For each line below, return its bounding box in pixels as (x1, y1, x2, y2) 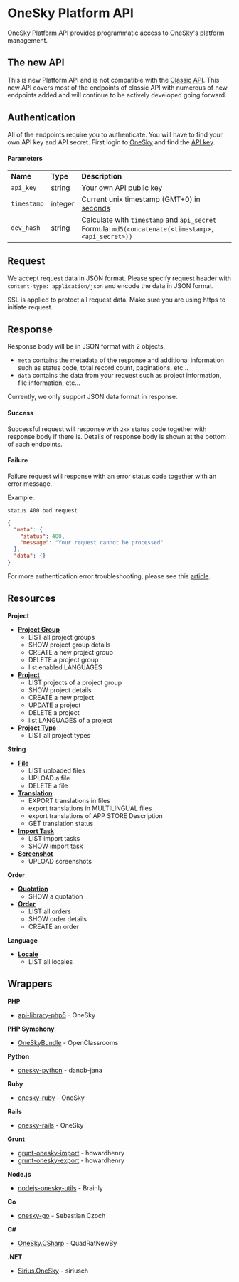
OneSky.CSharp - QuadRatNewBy (17, 1239, 117, 1247)
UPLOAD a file (28, 773, 70, 782)
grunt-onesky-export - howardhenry (17, 1156, 124, 1165)
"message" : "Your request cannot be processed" (20, 539, 164, 546)
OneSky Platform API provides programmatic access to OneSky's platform (7, 28, 225, 37)
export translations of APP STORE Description (28, 811, 163, 820)
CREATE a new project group (28, 647, 114, 656)
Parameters (7, 154, 43, 163)
